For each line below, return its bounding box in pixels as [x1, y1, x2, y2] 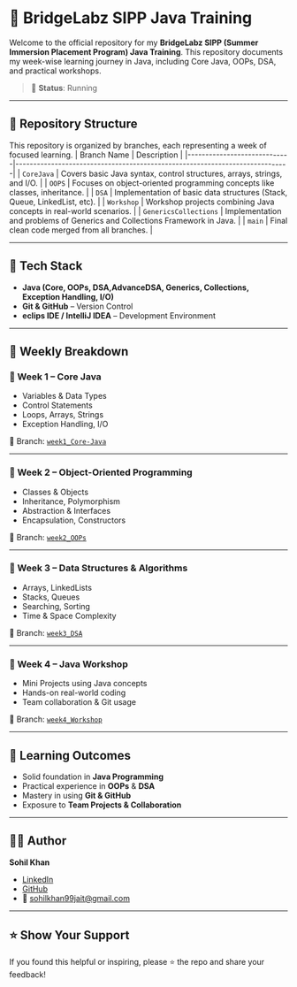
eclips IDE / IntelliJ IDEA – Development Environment [21, 310, 217, 321]
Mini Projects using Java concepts [21, 678, 148, 689]
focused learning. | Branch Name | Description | [9, 149, 184, 160]
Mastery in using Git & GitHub [21, 790, 131, 800]
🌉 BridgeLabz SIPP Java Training [9, 8, 253, 28]
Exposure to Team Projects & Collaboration [21, 800, 182, 810]
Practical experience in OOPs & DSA [21, 780, 156, 791]
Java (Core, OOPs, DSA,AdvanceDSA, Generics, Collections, [21, 282, 249, 293]
